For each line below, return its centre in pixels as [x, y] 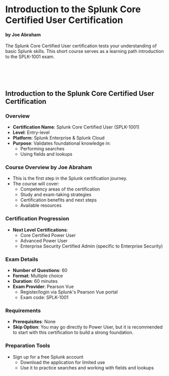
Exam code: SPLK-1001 [44, 297]
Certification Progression [37, 219]
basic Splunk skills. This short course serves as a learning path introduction [84, 51]
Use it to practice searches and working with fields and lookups [87, 367]
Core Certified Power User [48, 235]
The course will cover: [36, 184]
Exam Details [22, 259]
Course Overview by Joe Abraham [49, 167]
